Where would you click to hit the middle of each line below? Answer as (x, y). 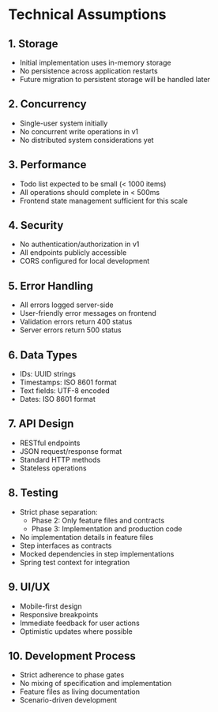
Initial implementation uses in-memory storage (95, 62)
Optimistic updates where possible (76, 631)
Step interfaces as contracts (66, 545)
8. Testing (33, 493)
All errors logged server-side (66, 305)
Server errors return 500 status (70, 330)
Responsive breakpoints (59, 614)
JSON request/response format (71, 451)
